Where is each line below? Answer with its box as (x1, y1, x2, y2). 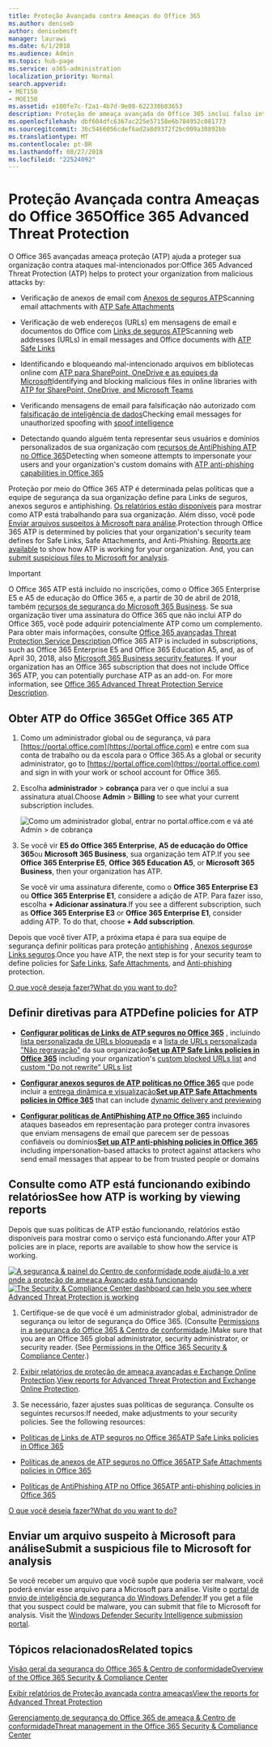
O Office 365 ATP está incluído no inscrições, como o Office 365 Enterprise (8, 584, 261, 594)
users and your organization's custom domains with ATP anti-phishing (19, 459, 255, 469)
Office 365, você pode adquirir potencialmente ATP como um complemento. (8, 619, 263, 629)
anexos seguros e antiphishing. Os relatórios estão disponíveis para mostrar (8, 501, 261, 511)
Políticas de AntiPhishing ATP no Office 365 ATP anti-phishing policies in (19, 1481, 261, 1490)
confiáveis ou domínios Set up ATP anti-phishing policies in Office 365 (19, 1137, 258, 1146)
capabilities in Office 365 (19, 468, 104, 478)
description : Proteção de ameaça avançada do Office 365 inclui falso (8, 110, 252, 119)
